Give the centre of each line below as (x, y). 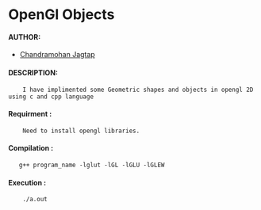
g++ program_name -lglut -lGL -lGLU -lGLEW (92, 165)
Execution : (27, 182)
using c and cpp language (51, 97)
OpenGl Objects (61, 15)
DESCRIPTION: (33, 72)
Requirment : (30, 114)
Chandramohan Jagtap (57, 55)
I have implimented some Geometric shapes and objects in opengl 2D (138, 90)
